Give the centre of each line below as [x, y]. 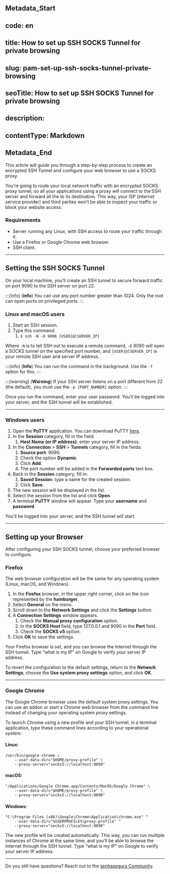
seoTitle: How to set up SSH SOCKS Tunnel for [80, 93]
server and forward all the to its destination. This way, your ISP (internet [80, 196]
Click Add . [31, 463]
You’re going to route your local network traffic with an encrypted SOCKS [82, 186]
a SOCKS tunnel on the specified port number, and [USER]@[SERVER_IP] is [81, 351]
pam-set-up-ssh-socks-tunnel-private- [87, 68]
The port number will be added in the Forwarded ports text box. [87, 469]
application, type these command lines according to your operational [77, 727]
